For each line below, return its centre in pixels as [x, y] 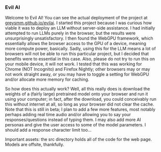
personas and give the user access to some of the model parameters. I [75, 125]
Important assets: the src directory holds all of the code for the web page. [79, 139]
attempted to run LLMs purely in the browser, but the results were [70, 33]
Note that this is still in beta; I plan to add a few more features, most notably [80, 109]
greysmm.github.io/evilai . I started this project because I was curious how [79, 23]
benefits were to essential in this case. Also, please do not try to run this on [80, 59]
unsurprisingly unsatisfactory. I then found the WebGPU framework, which [79, 38]
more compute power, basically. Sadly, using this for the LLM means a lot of [80, 49]
